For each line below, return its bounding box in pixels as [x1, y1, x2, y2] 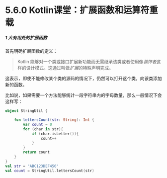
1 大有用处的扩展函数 [5, 34, 48, 40]
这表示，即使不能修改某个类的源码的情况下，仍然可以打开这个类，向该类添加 [5, 76, 162, 82]
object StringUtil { [5, 108, 48, 113]
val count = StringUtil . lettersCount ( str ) [5, 168, 94, 173]
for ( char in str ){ [23, 126, 64, 132]
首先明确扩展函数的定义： [5, 48, 58, 54]
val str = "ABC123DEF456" [5, 164, 59, 169]
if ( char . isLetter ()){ [31, 131, 79, 136]
